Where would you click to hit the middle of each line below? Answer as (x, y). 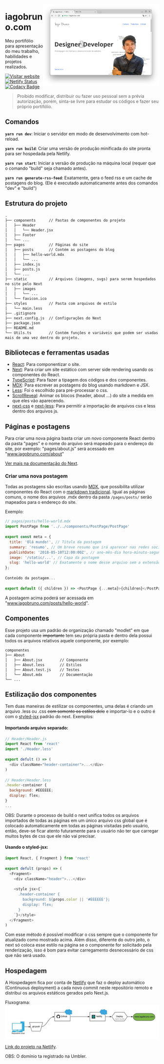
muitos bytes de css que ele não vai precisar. (51, 836)
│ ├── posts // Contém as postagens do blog (60, 249)
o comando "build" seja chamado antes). (46, 168)
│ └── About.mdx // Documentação (49, 675)
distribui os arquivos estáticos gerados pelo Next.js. (57, 993)
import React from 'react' (32, 744)
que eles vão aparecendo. (38, 401)
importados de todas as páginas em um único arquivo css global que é (76, 820)
